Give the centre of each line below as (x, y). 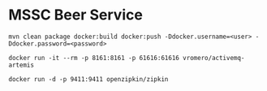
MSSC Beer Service (76, 15)
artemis (22, 65)
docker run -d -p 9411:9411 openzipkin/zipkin (88, 79)
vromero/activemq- (213, 58)
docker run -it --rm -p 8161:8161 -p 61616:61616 (94, 58)
